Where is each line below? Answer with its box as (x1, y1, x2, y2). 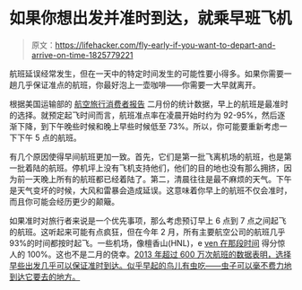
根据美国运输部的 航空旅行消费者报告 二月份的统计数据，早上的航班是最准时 (9, 98, 289, 109)
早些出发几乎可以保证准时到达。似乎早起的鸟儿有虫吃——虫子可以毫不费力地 (9, 259, 292, 270)
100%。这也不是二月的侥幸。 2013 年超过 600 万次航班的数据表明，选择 (26, 249, 291, 259)
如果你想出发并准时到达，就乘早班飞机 (9, 8, 293, 29)
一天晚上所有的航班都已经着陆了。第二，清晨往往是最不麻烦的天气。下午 (24, 173, 292, 184)
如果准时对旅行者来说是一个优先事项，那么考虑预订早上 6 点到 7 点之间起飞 (9, 215, 287, 225)
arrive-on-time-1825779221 (30, 49, 134, 60)
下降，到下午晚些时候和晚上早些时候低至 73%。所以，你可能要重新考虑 (16, 120, 280, 131)
